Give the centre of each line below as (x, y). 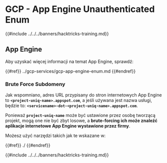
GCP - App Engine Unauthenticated (80, 9)
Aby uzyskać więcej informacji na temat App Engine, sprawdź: (69, 61)
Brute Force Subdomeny (35, 84)
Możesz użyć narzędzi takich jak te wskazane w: (55, 135)
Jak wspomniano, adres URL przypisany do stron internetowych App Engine (83, 95)
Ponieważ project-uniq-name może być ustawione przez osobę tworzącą (80, 115)
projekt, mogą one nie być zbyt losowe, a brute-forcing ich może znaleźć (81, 120)
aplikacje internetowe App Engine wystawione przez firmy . (68, 126)
